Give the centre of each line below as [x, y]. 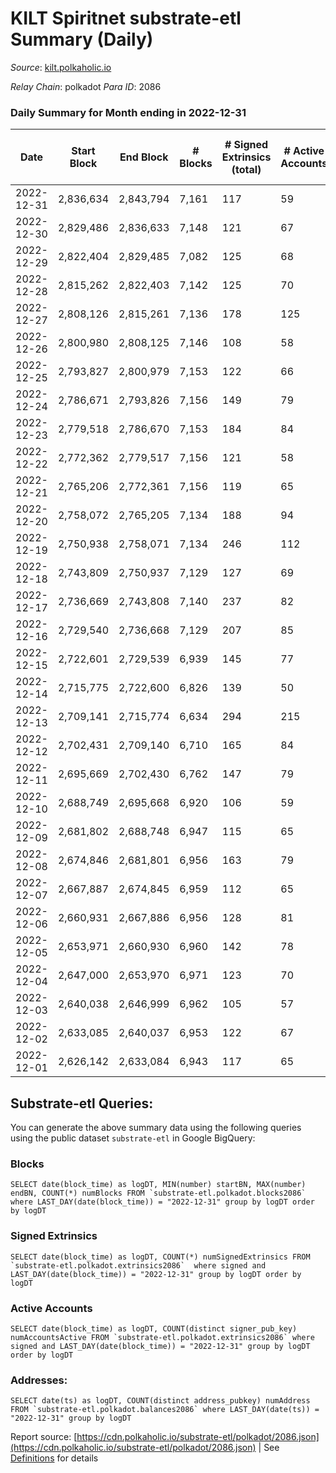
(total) [246, 170]
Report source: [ [44, 1437]
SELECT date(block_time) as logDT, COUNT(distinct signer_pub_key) [154, 1328]
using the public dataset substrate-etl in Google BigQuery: [133, 1138]
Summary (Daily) [82, 39]
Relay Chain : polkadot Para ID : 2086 [86, 86]
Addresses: [39, 1380]
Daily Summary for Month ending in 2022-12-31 [128, 112]
